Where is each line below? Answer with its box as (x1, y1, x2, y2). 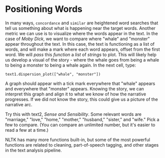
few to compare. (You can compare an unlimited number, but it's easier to (5, 122, 156, 128)
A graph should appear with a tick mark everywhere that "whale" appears (5, 80, 156, 86)
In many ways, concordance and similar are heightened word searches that (5, 20, 159, 26)
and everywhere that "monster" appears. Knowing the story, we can (5, 85, 144, 91)
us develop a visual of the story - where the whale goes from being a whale (5, 57, 160, 63)
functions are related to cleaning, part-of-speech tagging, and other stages (5, 142, 159, 148)
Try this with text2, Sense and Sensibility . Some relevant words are (5, 111, 142, 117)
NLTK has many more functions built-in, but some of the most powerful (5, 137, 150, 143)
